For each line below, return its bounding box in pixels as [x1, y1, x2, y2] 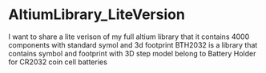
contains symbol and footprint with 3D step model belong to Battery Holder [8, 48, 256, 58]
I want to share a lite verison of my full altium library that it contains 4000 [8, 32, 250, 41]
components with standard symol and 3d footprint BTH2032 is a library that [8, 40, 258, 49]
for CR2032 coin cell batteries [8, 57, 108, 67]
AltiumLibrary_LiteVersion [8, 6, 186, 24]
